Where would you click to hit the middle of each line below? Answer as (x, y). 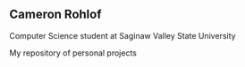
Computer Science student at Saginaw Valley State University (122, 35)
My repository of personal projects (73, 53)
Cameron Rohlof (55, 15)
